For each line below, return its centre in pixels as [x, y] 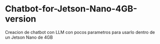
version [21, 19]
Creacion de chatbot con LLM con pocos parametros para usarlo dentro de [80, 32]
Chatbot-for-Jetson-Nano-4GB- [71, 9]
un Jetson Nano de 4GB [29, 37]
